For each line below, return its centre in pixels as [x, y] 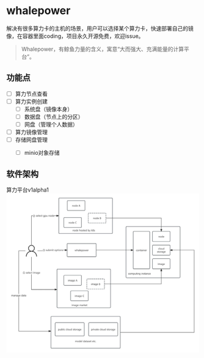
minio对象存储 [42, 153]
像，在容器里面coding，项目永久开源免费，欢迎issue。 [75, 36]
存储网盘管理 [31, 140]
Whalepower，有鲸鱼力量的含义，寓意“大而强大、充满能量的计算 [103, 49]
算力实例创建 [31, 101]
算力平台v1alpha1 [27, 190]
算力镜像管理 [31, 132]
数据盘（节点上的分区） [54, 116]
